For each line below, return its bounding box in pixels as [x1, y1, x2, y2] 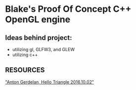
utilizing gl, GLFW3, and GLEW [12, 47, 75, 52]
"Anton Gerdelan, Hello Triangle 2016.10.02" [5, 79, 94, 85]
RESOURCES [5, 66, 45, 74]
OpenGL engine [5, 14, 71, 25]
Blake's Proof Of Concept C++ [5, 3, 132, 15]
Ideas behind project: [5, 33, 72, 42]
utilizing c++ [12, 52, 38, 58]
